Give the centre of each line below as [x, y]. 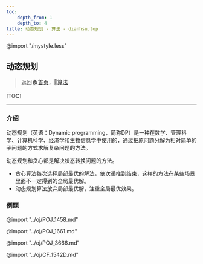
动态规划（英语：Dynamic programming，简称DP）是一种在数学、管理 [94, 133]
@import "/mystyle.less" [37, 46]
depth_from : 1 [35, 18]
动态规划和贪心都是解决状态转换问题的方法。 [62, 161]
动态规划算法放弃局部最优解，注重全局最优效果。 [76, 188]
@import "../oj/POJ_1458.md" [42, 219]
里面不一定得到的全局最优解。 [52, 181]
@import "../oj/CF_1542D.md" [42, 254]
